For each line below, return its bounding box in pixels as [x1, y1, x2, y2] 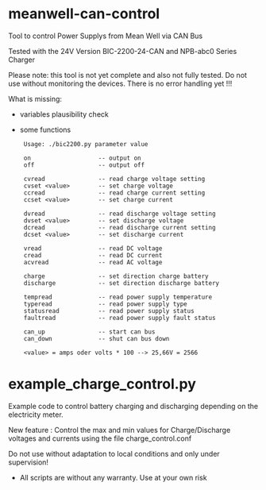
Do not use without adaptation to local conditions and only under [8, 449, 220, 458]
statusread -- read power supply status [23, 307, 195, 314]
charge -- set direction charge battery [23, 272, 209, 280]
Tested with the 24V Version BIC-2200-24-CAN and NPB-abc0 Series [8, 46, 237, 56]
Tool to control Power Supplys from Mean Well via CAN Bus [8, 31, 203, 41]
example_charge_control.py [8, 375, 197, 393]
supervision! [8, 457, 49, 467]
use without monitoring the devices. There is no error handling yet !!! [8, 79, 233, 88]
